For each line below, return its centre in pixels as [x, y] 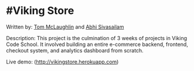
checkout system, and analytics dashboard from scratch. [75, 50]
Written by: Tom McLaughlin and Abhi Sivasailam [65, 27]
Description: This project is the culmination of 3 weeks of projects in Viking [97, 38]
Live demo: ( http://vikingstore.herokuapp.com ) [62, 62]
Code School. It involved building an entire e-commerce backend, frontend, [97, 44]
